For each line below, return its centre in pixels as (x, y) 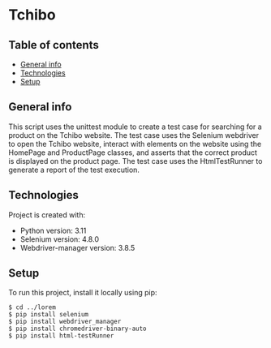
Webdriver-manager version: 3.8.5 (77, 247)
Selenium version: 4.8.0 (60, 239)
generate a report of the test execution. (74, 170)
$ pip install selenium (49, 315)
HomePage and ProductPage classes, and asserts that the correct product (133, 153)
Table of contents (54, 45)
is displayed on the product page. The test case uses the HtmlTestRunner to (135, 161)
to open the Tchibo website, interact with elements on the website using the (135, 144)
